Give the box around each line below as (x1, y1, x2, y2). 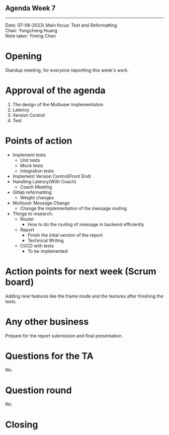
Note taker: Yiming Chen (5, 33, 56, 39)
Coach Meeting (20, 184, 52, 190)
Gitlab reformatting (12, 189, 52, 195)
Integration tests (20, 168, 54, 174)
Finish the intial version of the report (27, 232, 103, 238)
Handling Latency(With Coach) (12, 178, 76, 184)
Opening (5, 50, 42, 62)
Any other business (5, 316, 89, 327)
